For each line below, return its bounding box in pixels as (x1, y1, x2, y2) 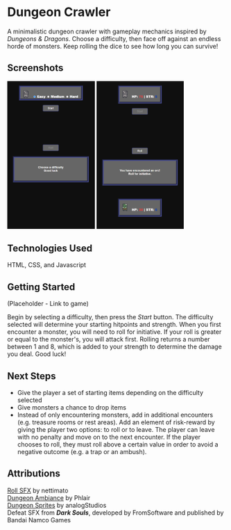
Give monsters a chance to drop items (17, 403, 127, 412)
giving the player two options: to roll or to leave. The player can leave (17, 426, 215, 434)
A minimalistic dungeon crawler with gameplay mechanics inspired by (7, 27, 207, 35)
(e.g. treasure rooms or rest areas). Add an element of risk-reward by (17, 418, 215, 426)
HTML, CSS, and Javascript (7, 261, 87, 269)
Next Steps (7, 370, 56, 382)
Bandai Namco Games (7, 515, 71, 524)
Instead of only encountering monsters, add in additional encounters (17, 411, 214, 419)
